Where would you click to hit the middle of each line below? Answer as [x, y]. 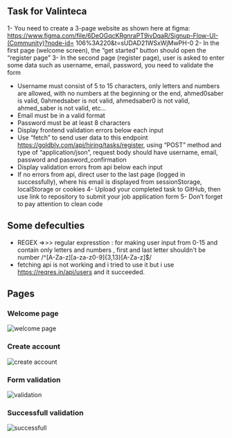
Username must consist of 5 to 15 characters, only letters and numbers [118, 85]
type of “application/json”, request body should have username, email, [117, 152]
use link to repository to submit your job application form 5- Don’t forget [120, 196]
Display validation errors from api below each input [90, 167]
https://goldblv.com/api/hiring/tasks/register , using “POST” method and [119, 144]
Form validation [34, 380]
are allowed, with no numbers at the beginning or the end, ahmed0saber [120, 93]
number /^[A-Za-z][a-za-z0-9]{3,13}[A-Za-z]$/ [84, 257]
